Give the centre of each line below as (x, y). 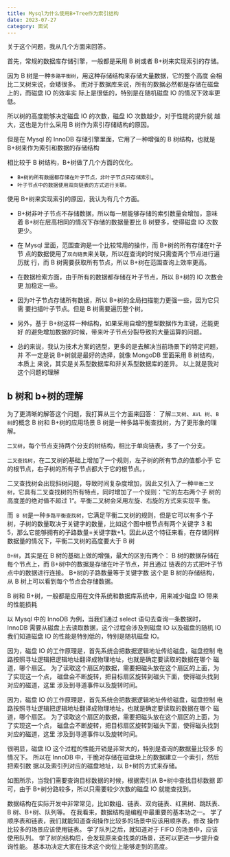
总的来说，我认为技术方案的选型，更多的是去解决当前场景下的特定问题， (119, 347)
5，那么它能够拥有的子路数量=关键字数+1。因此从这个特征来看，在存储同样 (113, 532)
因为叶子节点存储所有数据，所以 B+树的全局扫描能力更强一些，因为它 (115, 300)
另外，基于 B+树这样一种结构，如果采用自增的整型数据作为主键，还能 (115, 323)
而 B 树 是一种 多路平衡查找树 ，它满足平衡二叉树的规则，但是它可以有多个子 (111, 515)
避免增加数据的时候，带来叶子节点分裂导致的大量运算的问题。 (118, 332)
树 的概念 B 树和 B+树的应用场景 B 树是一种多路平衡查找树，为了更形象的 (109, 422)
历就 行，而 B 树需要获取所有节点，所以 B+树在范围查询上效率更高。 (114, 262)
